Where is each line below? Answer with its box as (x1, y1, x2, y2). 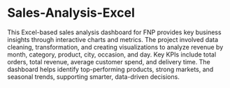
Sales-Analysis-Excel (7, 5, 135, 21)
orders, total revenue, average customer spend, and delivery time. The (7, 57, 211, 66)
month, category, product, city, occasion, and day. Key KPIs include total (7, 50, 217, 59)
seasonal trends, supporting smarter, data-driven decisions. (7, 72, 180, 81)
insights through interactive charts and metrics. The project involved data (7, 35, 219, 43)
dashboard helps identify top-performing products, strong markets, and (7, 65, 214, 73)
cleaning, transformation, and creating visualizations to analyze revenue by (7, 43, 224, 51)
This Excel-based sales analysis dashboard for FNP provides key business (7, 28, 222, 36)
